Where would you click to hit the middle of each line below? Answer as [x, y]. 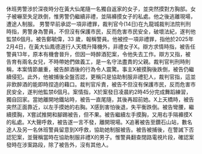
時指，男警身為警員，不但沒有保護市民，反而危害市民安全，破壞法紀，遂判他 [101, 31]
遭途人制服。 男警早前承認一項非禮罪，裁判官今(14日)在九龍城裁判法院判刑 [99, 24]
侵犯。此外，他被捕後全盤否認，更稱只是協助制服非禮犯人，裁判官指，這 [101, 77]
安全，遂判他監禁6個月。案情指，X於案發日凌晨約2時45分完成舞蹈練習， [101, 92]
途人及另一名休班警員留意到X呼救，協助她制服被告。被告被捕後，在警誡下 [98, 130]
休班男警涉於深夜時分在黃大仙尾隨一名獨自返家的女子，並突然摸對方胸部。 [98, 9]
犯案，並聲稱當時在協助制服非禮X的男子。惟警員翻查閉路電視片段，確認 [100, 137]
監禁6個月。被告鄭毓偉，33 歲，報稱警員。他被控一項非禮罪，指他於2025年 [100, 39]
